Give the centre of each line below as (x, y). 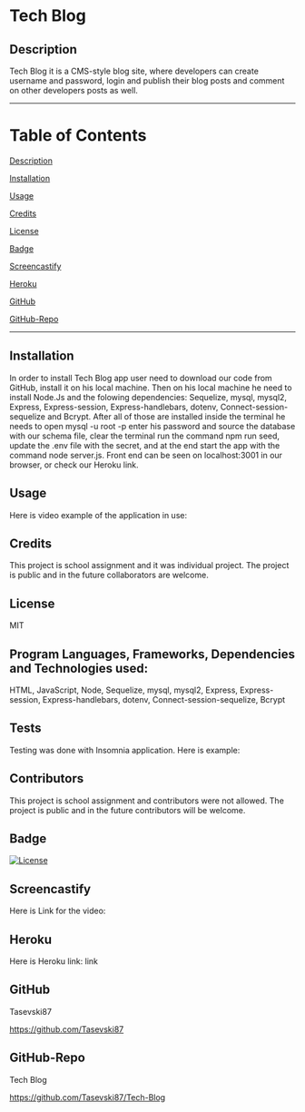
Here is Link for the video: (58, 911)
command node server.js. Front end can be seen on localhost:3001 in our (146, 455)
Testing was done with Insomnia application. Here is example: (125, 750)
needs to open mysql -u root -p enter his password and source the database (152, 426)
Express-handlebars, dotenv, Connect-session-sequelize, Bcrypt (164, 699)
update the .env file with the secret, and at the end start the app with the (145, 445)
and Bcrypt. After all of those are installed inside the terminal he (166, 416)
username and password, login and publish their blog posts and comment (147, 81)
